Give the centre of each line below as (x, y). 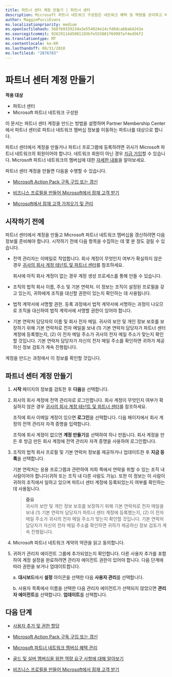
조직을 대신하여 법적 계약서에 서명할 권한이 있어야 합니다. (75, 311)
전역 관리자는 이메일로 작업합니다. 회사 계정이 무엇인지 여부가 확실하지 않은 (88, 259)
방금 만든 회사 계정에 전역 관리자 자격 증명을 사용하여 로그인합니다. (90, 441)
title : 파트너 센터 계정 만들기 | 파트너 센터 (48, 10)
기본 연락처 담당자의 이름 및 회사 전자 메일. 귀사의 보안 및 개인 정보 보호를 (86, 322)
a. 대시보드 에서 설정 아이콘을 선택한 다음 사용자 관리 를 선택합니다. (78, 577)
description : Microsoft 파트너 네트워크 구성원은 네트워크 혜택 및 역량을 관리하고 (84, 15)
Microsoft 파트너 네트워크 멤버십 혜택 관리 (55, 647)
